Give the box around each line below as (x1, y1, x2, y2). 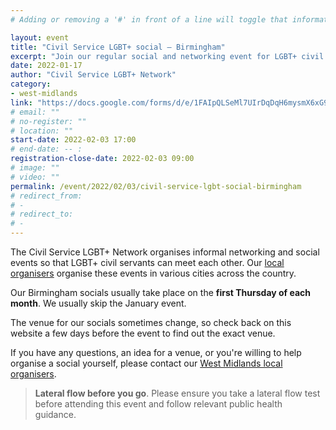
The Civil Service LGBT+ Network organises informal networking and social (10, 246, 320, 258)
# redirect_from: (10, 191, 83, 201)
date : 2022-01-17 (10, 61, 83, 71)
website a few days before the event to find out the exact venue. (10, 327, 276, 339)
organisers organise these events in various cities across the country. (10, 267, 297, 279)
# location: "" (10, 126, 74, 136)
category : (10, 79, 52, 90)
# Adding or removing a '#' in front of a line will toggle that (10, 14, 288, 25)
